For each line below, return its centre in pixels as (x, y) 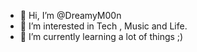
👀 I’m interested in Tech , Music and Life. (103, 26)
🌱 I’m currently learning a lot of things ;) (101, 36)
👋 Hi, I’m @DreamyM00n (70, 15)
